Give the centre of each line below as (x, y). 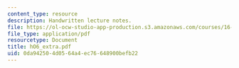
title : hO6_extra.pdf (39, 47)
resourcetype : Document (43, 40)
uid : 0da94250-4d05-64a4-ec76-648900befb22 (73, 54)
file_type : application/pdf (49, 34)
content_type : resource (43, 14)
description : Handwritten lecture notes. (70, 21)
